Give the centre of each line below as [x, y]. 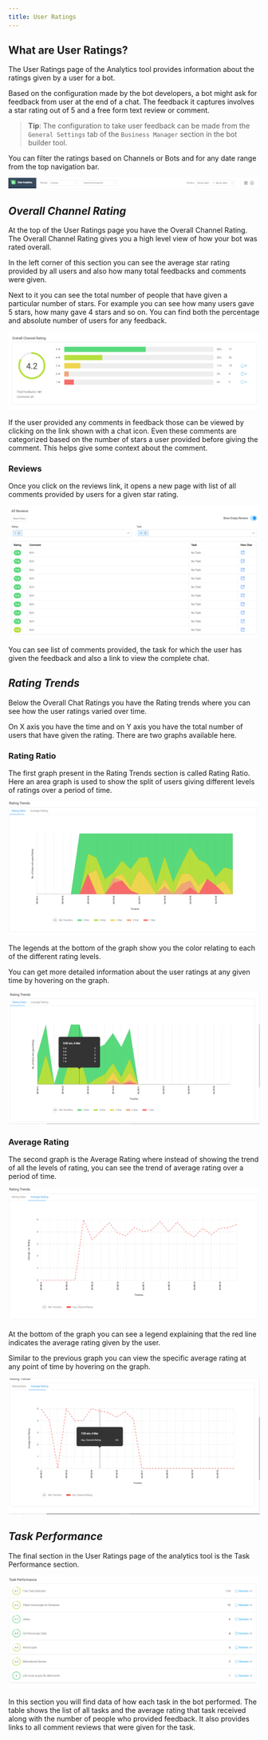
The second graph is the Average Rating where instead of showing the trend [134, 1160]
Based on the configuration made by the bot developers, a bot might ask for [133, 94]
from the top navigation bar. [54, 167]
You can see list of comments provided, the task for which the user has [125, 650]
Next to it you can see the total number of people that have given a [118, 295]
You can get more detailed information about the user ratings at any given [130, 972]
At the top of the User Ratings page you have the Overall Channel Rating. [128, 230]
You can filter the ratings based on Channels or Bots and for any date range [132, 158]
